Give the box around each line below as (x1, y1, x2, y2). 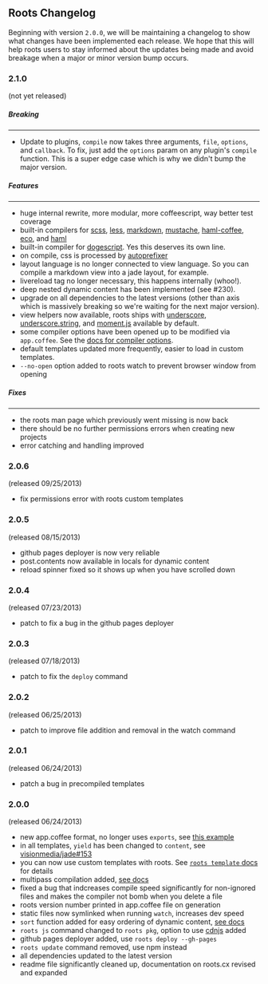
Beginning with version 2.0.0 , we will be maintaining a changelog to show (8, 27, 250, 37)
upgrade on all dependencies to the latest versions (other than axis (19, 293, 240, 302)
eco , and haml (19, 234, 67, 243)
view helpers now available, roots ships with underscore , (19, 310, 207, 320)
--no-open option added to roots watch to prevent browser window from (19, 361, 257, 370)
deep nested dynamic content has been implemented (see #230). (19, 285, 236, 294)
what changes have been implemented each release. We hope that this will (8, 36, 254, 45)
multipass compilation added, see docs (19, 875, 149, 884)
